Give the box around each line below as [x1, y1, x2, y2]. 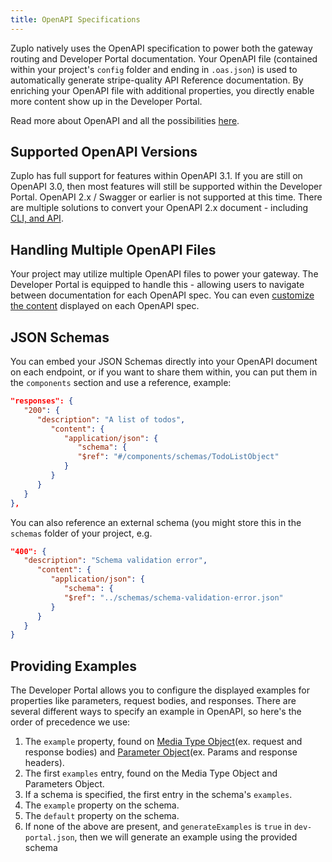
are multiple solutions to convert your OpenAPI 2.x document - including [10, 202, 309, 214]
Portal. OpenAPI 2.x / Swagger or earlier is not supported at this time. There [10, 191, 323, 203]
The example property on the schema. [24, 799, 180, 811]
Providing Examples [10, 657, 138, 675]
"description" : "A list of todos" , [36, 414, 186, 425]
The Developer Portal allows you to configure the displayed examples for [10, 684, 310, 696]
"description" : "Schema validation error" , [23, 556, 208, 566]
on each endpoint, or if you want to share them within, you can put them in [10, 366, 318, 378]
